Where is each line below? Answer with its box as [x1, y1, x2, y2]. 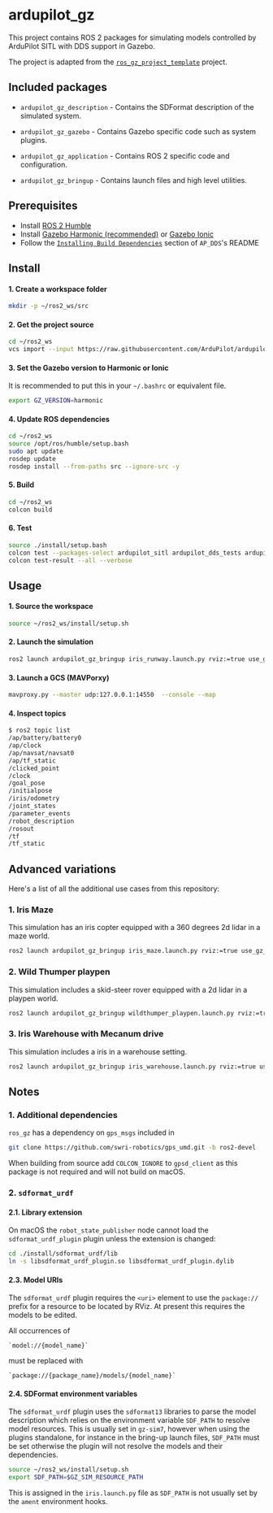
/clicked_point [8, 764, 60, 772]
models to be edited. [8, 1311, 77, 1320]
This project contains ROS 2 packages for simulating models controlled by [8, 33, 257, 42]
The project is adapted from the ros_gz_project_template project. [8, 57, 227, 67]
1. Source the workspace [8, 602, 93, 611]
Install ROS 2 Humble [19, 220, 92, 230]
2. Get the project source [8, 320, 94, 329]
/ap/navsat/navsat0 [8, 749, 75, 757]
